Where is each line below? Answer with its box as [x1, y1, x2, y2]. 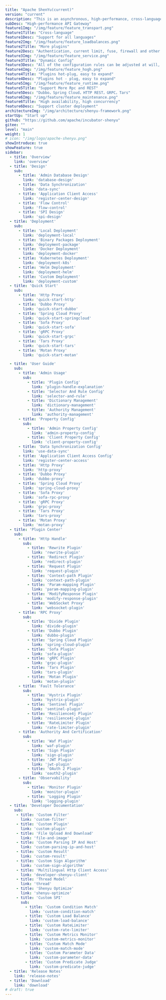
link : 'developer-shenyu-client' [20, 872, 90, 877]
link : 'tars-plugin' [31, 670, 74, 675]
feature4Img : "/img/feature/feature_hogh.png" [5, 67, 103, 72]
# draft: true [5, 987, 35, 993]
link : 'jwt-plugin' [31, 762, 72, 767]
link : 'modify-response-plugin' [31, 596, 98, 601]
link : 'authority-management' [31, 412, 94, 417]
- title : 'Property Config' [18, 416, 77, 421]
